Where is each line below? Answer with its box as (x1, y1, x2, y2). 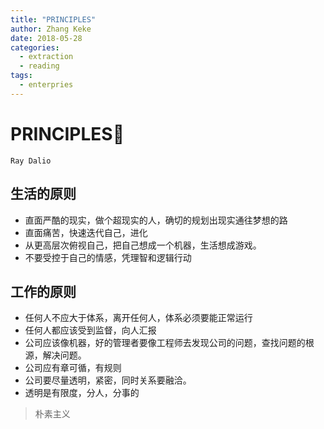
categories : (10, 42, 60, 53)
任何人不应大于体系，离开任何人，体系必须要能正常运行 (24, 312, 253, 324)
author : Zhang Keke (10, 24, 92, 34)
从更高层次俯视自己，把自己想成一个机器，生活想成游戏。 (24, 239, 262, 251)
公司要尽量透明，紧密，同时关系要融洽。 (24, 374, 192, 386)
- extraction (19, 52, 74, 62)
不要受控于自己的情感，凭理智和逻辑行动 (24, 251, 192, 263)
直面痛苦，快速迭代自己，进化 (24, 226, 148, 238)
